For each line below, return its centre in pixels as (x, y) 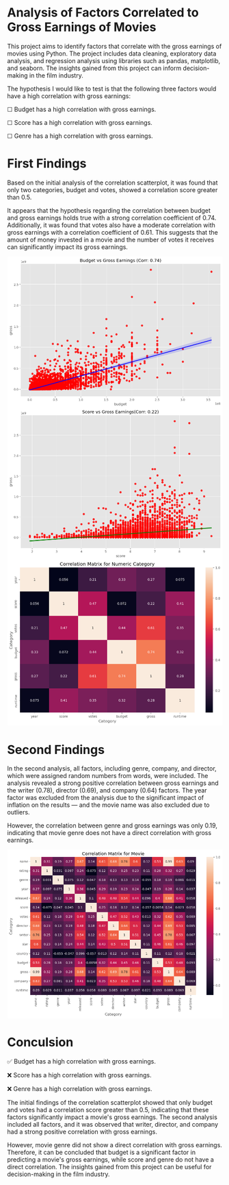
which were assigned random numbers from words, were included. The (108, 776)
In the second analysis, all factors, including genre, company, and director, (112, 769)
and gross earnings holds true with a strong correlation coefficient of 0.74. (112, 218)
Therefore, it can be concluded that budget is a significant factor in (102, 1152)
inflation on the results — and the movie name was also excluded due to (108, 805)
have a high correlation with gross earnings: (69, 96)
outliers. (18, 812)
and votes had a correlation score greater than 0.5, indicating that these (108, 1110)
